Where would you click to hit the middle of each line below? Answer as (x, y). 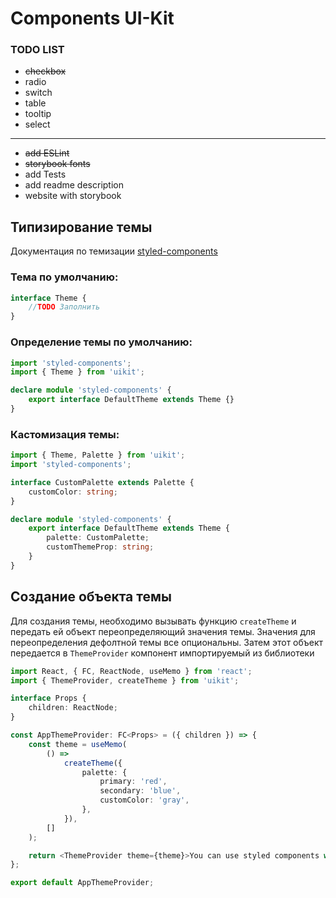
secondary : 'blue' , (140, 791)
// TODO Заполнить (64, 307)
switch (38, 93)
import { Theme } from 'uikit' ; (77, 372)
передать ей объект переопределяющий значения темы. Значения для (163, 631)
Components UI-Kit (92, 18)
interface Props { (48, 698)
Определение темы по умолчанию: (101, 342)
